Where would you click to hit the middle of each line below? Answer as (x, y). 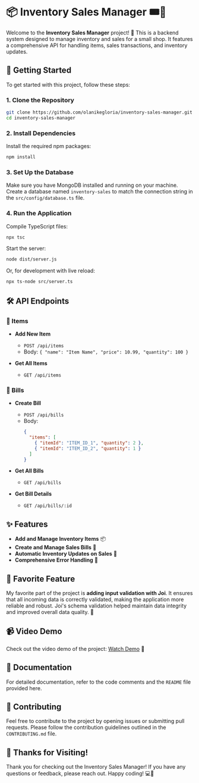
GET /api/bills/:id (48, 506)
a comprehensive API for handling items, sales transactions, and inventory (97, 45)
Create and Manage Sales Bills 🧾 (56, 547)
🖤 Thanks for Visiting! (47, 752)
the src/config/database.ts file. (45, 198)
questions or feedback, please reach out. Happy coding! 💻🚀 (80, 773)
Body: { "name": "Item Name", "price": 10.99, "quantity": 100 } (106, 352)
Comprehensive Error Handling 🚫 (56, 560)
